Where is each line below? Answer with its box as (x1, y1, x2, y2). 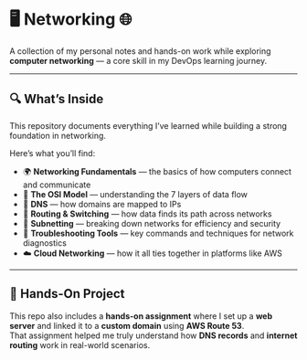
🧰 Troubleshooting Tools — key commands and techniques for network (22, 228, 294, 238)
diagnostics (22, 237, 67, 249)
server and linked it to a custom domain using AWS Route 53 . (9, 320, 245, 331)
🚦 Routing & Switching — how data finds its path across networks (22, 208, 272, 219)
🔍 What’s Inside (9, 91, 104, 107)
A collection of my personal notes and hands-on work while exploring (9, 45, 271, 57)
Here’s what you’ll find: (9, 147, 96, 158)
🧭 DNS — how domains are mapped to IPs (22, 198, 182, 209)
